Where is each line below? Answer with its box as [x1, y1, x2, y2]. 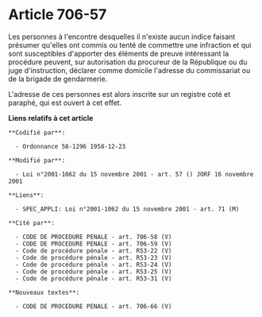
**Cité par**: [8, 218, 56, 227]
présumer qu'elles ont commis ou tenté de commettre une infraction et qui [8, 40, 252, 49]
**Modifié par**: [8, 157, 66, 164]
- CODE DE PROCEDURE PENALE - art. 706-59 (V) [15, 240, 172, 248]
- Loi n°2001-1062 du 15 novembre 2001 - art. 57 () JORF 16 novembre [15, 170, 254, 178]
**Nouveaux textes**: [8, 288, 80, 296]
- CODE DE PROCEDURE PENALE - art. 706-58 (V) [15, 233, 172, 241]
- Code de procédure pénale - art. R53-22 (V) [15, 246, 172, 255]
